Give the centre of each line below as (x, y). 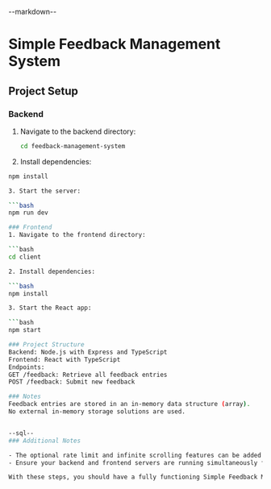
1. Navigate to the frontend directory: (77, 235)
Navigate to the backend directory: (78, 131)
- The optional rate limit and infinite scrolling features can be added (135, 455)
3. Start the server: (45, 191)
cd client (25, 257)
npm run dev (28, 213)
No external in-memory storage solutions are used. (97, 412)
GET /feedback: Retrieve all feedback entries (88, 375)
